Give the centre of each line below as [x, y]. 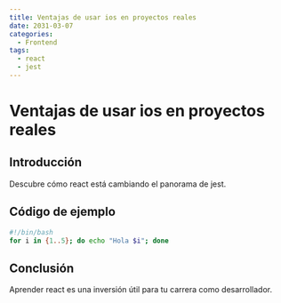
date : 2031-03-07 [41, 26]
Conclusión [42, 268]
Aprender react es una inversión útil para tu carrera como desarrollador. [141, 290]
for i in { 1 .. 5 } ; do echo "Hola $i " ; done [89, 241]
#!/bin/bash [31, 232]
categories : [31, 34]
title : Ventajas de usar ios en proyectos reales [103, 17]
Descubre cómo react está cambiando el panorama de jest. [118, 184]
